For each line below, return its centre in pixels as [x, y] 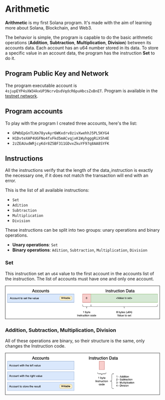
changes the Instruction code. [35, 346]
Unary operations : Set [35, 245]
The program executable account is [41, 85]
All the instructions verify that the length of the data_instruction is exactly [79, 170]
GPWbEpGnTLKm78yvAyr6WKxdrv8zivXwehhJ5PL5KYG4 [61, 133]
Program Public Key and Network [57, 74]
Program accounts [34, 111]
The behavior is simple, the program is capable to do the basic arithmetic [79, 37]
